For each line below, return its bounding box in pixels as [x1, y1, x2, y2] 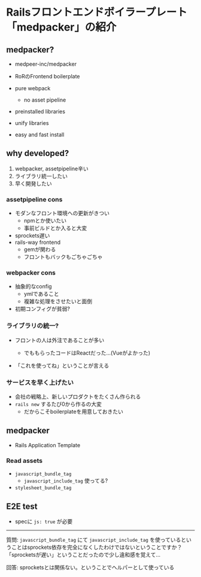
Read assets [6, 456, 43, 465]
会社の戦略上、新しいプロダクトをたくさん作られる [14, 393, 141, 400]
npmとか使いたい [23, 217, 67, 224]
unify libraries [14, 120, 49, 126]
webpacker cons [6, 268, 56, 277]
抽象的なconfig [14, 283, 52, 290]
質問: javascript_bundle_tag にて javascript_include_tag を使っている [6, 536, 181, 543]
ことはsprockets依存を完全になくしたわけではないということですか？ [11, 544, 182, 551]
